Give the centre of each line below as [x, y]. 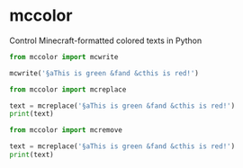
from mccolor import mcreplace [68, 89]
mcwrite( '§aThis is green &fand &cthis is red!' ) [104, 73]
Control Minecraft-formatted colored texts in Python [106, 40]
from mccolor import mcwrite [64, 57]
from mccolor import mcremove [66, 130]
